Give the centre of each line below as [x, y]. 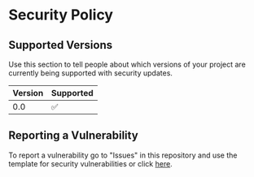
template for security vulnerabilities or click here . [90, 163]
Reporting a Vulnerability [73, 136]
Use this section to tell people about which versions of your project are [127, 64]
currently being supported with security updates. [91, 73]
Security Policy [61, 15]
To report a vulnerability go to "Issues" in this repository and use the [123, 155]
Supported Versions [60, 45]
